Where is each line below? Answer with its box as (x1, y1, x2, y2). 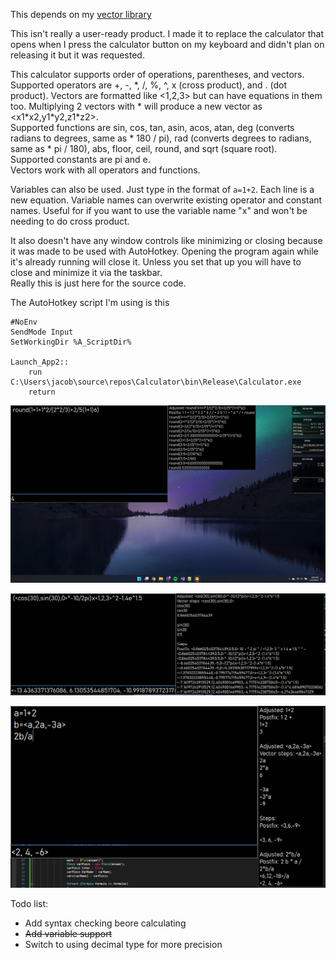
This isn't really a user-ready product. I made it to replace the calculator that (10, 28, 325, 39)
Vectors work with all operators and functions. (10, 164, 201, 176)
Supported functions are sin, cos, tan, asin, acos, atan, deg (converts (10, 122, 295, 133)
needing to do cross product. (10, 215, 130, 227)
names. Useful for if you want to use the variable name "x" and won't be (10, 205, 308, 216)
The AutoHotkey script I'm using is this (10, 297, 170, 308)
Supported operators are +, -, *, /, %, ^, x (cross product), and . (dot (10, 79, 287, 91)
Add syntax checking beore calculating (24, 917, 187, 929)
